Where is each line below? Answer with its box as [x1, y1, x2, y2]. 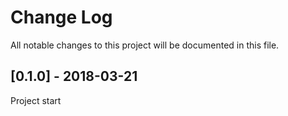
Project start [10, 94, 62, 106]
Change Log [10, 6, 113, 29]
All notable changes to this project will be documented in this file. [10, 39, 280, 51]
